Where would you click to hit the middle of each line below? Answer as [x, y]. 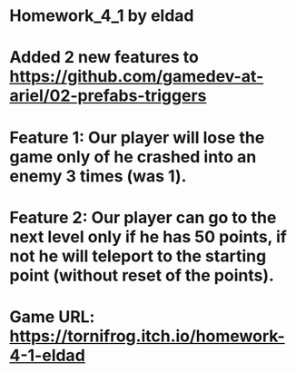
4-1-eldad [48, 355]
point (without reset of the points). [142, 275]
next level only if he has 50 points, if [148, 236]
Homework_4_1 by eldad [102, 16]
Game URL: [52, 316]
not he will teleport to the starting [138, 256]
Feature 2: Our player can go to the [143, 217]
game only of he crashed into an [133, 157]
